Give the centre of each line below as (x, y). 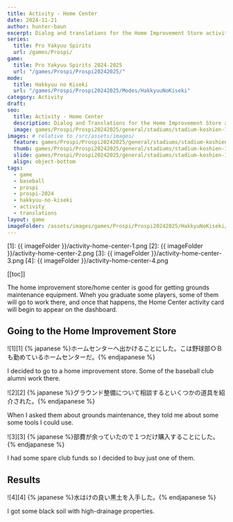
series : (18, 39)
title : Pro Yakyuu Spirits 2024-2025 (68, 65)
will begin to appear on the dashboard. (62, 309)
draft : (17, 104)
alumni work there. (34, 379)
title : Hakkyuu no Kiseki (51, 84)
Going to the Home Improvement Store (92, 331)
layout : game (26, 219)
